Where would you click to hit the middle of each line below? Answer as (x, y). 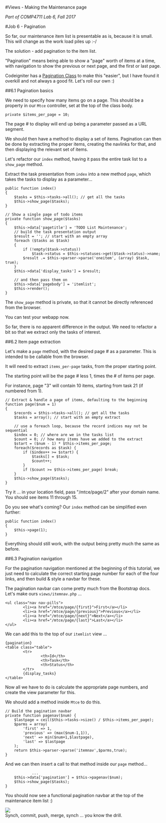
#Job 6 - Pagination (26, 26)
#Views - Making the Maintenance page (46, 7)
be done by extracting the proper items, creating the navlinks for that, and (81, 144)
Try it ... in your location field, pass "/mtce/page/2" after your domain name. (83, 492)
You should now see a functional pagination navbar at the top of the (74, 795)
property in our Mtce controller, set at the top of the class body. (69, 106)
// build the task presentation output (55, 232)
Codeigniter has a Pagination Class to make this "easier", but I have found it (82, 76)
